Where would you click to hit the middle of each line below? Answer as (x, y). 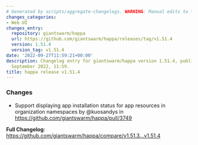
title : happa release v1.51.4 (43, 72)
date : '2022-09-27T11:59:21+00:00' (50, 55)
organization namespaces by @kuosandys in (69, 111)
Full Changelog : (26, 129)
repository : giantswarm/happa (48, 34)
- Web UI (17, 22)
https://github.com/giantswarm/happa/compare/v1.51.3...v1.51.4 (83, 136)
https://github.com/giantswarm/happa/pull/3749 (73, 118)
